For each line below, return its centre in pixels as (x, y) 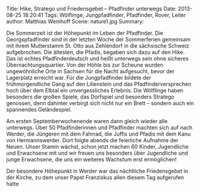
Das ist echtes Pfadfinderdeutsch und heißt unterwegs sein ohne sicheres (97, 58)
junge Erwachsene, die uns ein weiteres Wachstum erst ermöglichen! (91, 159)
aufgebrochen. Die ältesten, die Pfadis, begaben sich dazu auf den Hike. (96, 52)
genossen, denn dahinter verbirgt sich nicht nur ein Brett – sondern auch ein (100, 103)
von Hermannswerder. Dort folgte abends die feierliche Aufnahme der (92, 140)
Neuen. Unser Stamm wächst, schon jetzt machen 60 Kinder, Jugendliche (97, 147)
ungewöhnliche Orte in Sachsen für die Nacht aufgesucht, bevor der (90, 71)
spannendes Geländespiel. (39, 109)
